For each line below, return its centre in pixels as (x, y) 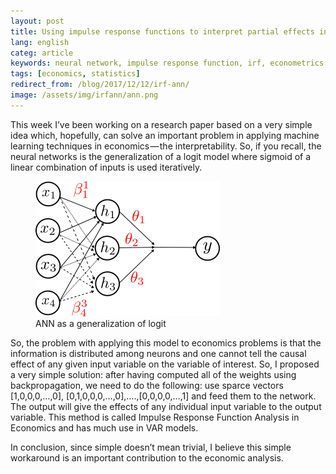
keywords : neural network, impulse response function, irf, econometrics (167, 63)
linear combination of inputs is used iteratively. (106, 167)
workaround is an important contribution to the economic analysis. (147, 457)
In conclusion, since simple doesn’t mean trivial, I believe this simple (151, 447)
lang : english (40, 42)
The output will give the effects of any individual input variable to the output (166, 406)
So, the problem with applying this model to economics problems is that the (166, 342)
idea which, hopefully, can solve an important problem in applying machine (165, 135)
